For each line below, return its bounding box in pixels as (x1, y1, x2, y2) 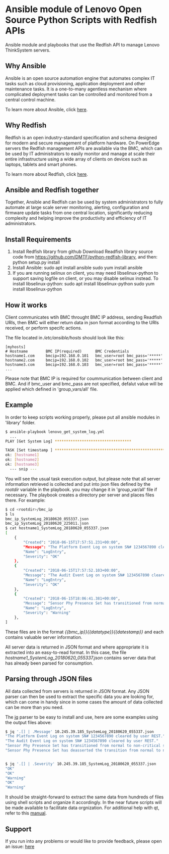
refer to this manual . (5, 810, 47, 816)
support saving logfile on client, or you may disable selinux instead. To (12, 275, 158, 281)
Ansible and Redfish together (5, 185, 99, 194)
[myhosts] (5, 344, 26, 349)
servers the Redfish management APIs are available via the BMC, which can (5, 145, 162, 151)
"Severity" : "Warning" (23, 610, 71, 616)
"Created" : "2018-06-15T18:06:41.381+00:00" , (23, 596, 121, 601)
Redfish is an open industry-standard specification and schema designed (5, 134, 157, 140)
